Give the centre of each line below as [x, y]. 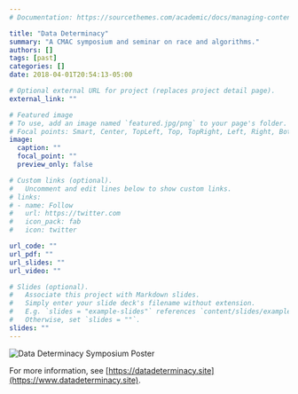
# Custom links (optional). [61, 180]
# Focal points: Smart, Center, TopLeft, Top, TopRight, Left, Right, [142, 131]
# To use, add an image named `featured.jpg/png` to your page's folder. [149, 123]
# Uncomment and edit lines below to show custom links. [121, 189]
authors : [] [31, 50]
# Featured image [41, 115]
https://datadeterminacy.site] [161, 370]
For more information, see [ [59, 370]
